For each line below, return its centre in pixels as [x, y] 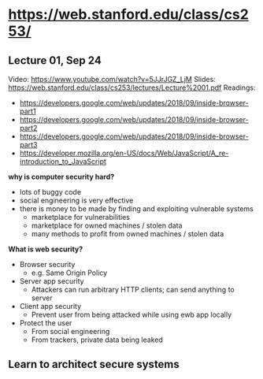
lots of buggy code [50, 192]
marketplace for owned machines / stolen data [107, 225]
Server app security [52, 281]
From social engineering [70, 331]
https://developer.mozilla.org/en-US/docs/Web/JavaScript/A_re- [124, 153]
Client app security [50, 306]
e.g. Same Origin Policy [69, 273]
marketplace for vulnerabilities [80, 217]
